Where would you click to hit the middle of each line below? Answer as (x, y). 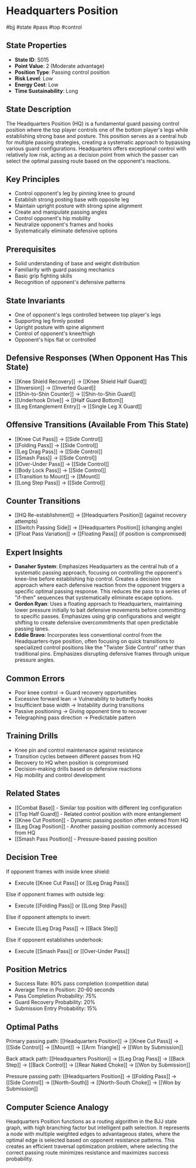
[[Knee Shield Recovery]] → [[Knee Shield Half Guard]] (81, 381)
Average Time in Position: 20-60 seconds (65, 990)
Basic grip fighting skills (43, 276)
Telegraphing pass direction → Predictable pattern (75, 718)
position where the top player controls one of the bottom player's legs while (97, 130)
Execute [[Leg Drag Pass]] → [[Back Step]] (66, 928)
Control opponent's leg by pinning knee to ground (75, 193)
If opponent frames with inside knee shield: (58, 871)
